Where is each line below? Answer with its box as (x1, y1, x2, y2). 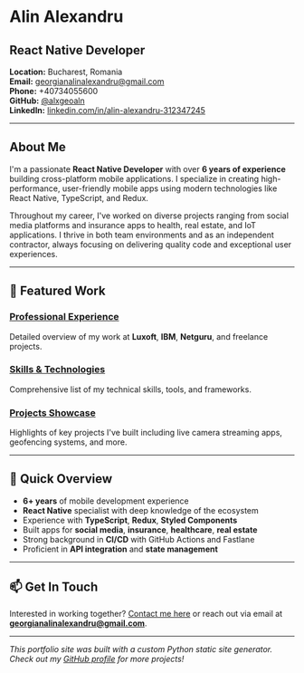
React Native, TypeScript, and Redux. (9, 192, 149, 203)
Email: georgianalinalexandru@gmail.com (9, 76, 165, 87)
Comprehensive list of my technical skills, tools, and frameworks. (9, 383, 252, 395)
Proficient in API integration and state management (22, 543, 219, 554)
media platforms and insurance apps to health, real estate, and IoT (9, 219, 256, 230)
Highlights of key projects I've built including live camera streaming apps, (9, 428, 283, 438)
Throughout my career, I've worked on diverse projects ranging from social (9, 210, 290, 221)
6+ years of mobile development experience (22, 495, 189, 506)
